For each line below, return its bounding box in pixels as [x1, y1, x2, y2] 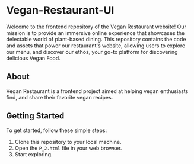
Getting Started [6, 111, 65, 121]
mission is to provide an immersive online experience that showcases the [6, 29, 185, 36]
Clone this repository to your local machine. [14, 138, 122, 145]
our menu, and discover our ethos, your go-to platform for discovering [6, 48, 178, 55]
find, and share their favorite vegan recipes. [6, 94, 113, 101]
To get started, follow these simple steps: [6, 127, 107, 134]
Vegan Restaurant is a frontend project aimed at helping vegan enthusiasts [6, 87, 189, 95]
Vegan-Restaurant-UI [6, 4, 115, 17]
